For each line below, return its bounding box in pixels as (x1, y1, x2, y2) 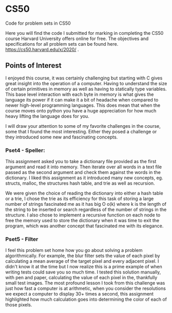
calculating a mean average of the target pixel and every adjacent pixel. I (5, 258, 159, 264)
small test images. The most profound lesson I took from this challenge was (5, 280, 165, 286)
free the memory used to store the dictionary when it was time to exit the (5, 218, 160, 224)
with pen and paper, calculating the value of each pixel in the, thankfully (5, 275, 158, 281)
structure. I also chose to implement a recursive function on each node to (5, 212, 161, 218)
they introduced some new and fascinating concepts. (5, 134, 118, 140)
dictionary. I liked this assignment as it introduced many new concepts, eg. (5, 175, 163, 181)
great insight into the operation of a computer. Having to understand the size (5, 80, 167, 86)
